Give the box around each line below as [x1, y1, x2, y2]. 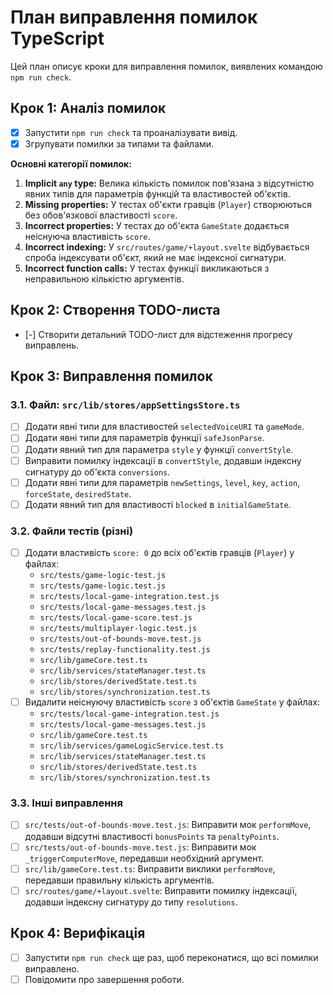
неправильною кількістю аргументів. [24, 272, 185, 285]
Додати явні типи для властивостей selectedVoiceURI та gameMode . [24, 421, 305, 433]
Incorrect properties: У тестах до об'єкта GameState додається [24, 219, 290, 231]
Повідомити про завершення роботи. [24, 973, 185, 985]
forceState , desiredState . [24, 487, 132, 500]
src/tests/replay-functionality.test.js [39, 645, 211, 655]
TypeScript [10, 27, 105, 50]
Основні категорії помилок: [10, 157, 132, 170]
